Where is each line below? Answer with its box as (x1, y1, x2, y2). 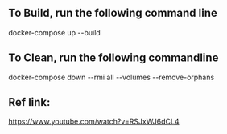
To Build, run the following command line (8, 6, 217, 20)
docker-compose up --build (8, 27, 101, 37)
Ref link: (8, 95, 51, 109)
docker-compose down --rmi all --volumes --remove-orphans (8, 72, 215, 82)
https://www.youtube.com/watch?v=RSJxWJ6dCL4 (8, 116, 180, 127)
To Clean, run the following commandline (8, 51, 219, 65)
